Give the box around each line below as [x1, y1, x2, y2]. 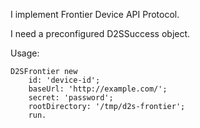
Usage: [10, 47, 40, 59]
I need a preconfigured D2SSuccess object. [10, 28, 191, 39]
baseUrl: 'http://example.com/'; [28, 84, 168, 94]
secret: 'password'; [28, 93, 114, 103]
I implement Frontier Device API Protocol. [10, 9, 180, 20]
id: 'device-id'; [28, 75, 101, 85]
